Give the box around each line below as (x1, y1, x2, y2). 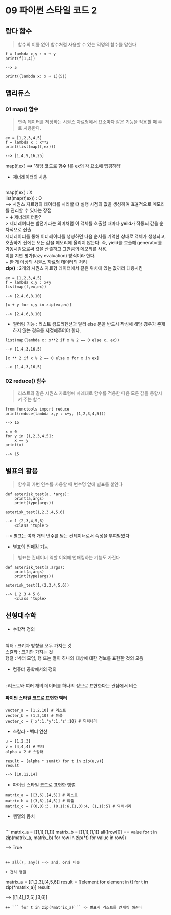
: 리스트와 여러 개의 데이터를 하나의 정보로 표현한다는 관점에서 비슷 (5, 682, 137, 688)
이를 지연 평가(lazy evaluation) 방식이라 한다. (5, 252, 96, 258)
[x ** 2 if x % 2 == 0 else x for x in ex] (5, 355, 100, 361)
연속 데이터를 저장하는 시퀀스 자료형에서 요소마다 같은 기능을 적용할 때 (17, 119, 157, 125)
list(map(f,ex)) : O (5, 194, 42, 201)
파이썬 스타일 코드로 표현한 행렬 (12, 781, 76, 788)
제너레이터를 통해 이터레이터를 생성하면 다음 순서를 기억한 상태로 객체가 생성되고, (5, 233, 166, 239)
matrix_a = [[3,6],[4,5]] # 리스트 (5, 792, 78, 798)
